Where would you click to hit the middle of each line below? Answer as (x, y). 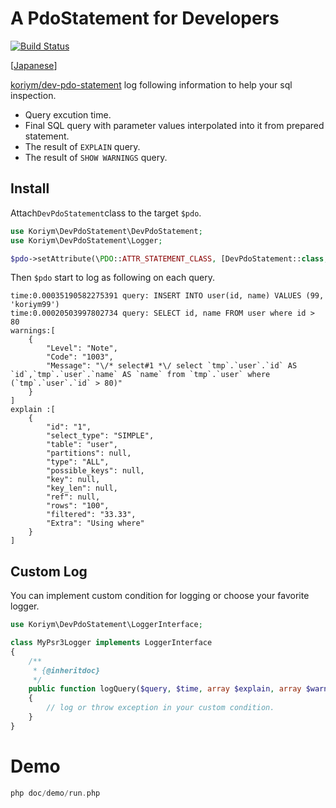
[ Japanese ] (34, 65)
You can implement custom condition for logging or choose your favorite (160, 596)
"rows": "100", (78, 506)
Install (30, 188)
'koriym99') (35, 305)
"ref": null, (73, 497)
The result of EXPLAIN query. (82, 146)
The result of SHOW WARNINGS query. (96, 157)
